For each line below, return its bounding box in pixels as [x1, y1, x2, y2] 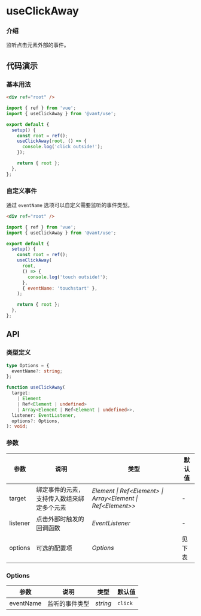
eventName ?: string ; [11, 368, 63, 374]
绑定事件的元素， [36, 485, 85, 494]
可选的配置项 [36, 544, 73, 552]
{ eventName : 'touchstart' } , [22, 285, 98, 292]
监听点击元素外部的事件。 [6, 41, 69, 49]
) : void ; [6, 423, 28, 429]
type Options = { [6, 362, 50, 368]
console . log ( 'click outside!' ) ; [22, 144, 103, 150]
